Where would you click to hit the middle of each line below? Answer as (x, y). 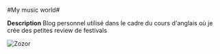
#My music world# (34, 10)
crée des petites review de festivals (57, 30)
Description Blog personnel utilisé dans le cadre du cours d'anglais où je (110, 23)
